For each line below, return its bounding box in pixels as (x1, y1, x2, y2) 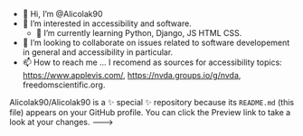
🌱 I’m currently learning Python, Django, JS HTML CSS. (35, 28, 242, 38)
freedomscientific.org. (22, 79, 106, 90)
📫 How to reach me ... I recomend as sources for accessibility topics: (22, 57, 282, 68)
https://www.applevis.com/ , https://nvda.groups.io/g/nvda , (22, 70, 241, 80)
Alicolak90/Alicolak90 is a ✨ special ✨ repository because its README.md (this (9, 97, 295, 107)
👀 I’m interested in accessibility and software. (22, 18, 192, 29)
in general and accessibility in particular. (22, 47, 174, 58)
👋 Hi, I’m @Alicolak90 (22, 9, 103, 19)
